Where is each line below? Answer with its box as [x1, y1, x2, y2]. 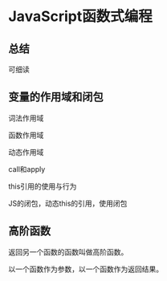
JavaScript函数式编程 [8, 7, 153, 26]
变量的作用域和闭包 [8, 90, 104, 104]
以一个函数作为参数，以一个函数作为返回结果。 [8, 264, 163, 274]
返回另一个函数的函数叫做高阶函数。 [8, 246, 128, 257]
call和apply [8, 164, 46, 173]
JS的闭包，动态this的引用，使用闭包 [8, 198, 128, 208]
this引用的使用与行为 [8, 181, 77, 191]
